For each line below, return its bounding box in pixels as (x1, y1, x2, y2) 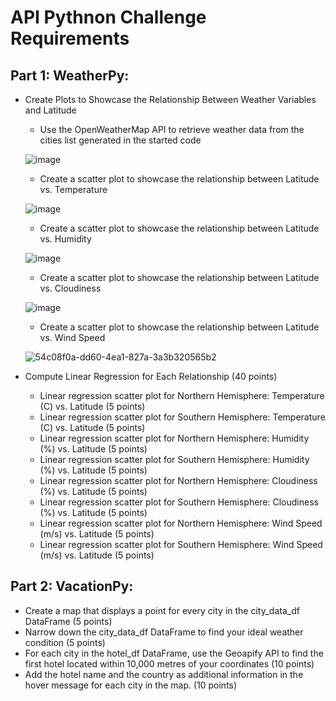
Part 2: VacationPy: (10, 578, 134, 595)
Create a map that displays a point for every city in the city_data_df (24, 604, 300, 616)
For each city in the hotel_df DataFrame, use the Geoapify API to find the (24, 647, 324, 659)
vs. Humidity (39, 233, 92, 245)
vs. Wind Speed (39, 332, 106, 343)
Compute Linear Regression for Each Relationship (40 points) (24, 371, 278, 382)
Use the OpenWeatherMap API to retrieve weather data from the (39, 124, 305, 135)
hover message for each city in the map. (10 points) (24, 679, 238, 691)
